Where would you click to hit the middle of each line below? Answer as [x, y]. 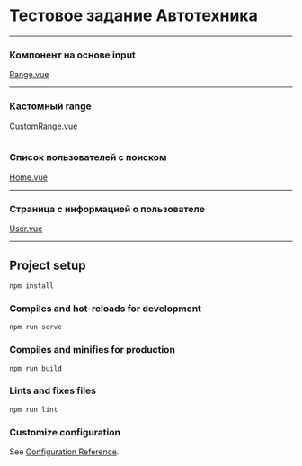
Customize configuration [65, 432]
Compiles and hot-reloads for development [106, 309]
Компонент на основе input [73, 55]
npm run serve [36, 327]
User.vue [26, 229]
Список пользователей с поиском [88, 157]
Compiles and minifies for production [92, 350]
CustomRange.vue [44, 126]
